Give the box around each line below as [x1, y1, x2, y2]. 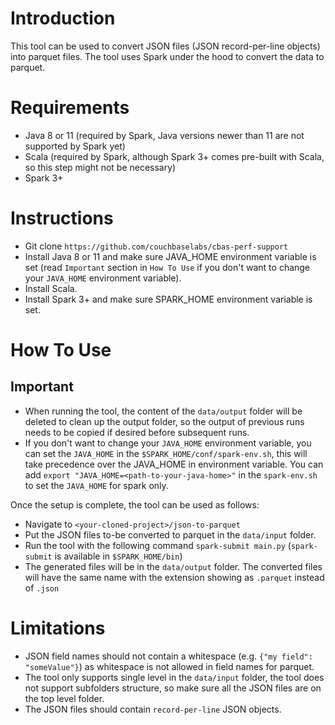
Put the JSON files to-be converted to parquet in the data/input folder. [24, 528, 317, 541]
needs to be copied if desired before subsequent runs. [24, 426, 250, 438]
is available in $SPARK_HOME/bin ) [54, 550, 183, 562]
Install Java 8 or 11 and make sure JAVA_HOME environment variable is [24, 250, 317, 262]
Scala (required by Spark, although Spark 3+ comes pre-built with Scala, [24, 150, 325, 162]
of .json [24, 582, 60, 594]
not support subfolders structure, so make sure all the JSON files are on [24, 682, 322, 694]
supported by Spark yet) [24, 140, 126, 152]
